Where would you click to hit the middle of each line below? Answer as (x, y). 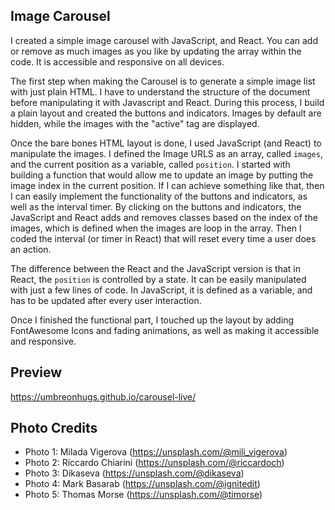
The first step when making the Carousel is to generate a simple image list (163, 81)
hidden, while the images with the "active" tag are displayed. (135, 123)
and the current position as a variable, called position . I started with (150, 164)
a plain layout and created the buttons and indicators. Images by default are (166, 113)
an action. (31, 249)
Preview (36, 372)
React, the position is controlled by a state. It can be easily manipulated (158, 279)
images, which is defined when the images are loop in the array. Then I (156, 228)
